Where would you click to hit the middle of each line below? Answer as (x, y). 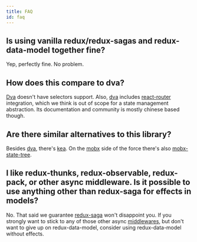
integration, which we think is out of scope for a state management (88, 103)
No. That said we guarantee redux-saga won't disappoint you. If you (89, 215)
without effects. (25, 234)
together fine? (78, 50)
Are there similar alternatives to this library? (89, 134)
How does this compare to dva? (65, 83)
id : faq (16, 17)
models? (22, 201)
